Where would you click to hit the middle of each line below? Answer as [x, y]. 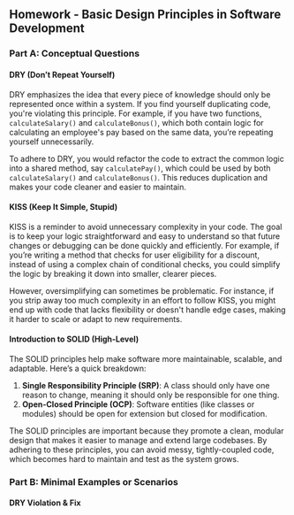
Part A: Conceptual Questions [74, 54]
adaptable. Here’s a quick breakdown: [78, 368]
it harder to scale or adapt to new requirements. [96, 319]
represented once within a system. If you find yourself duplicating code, [140, 104]
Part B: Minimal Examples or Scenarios [94, 481]
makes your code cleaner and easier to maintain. [98, 187]
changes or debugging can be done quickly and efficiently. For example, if [144, 245]
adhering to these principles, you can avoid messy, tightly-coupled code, [142, 450]
